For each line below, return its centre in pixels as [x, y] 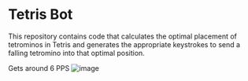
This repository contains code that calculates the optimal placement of [123, 36]
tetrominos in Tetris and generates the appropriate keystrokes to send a [124, 44]
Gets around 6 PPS [39, 68]
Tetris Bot [41, 15]
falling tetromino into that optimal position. [77, 53]
